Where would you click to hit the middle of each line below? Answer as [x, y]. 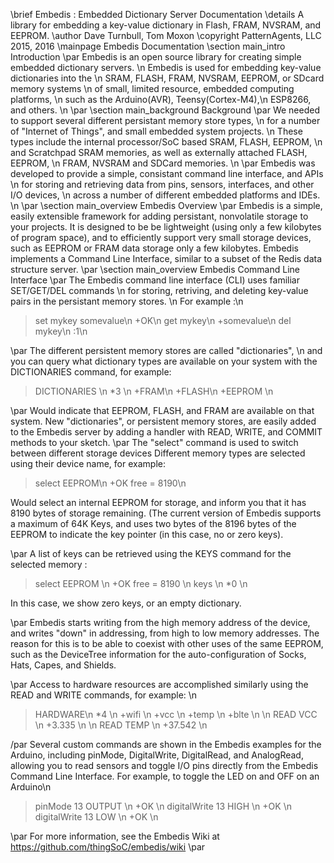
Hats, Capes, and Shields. [63, 665]
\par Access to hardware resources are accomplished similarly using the [159, 684]
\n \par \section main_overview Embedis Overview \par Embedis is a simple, [166, 205]
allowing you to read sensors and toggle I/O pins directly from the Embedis [164, 765]
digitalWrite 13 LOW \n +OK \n [96, 817]
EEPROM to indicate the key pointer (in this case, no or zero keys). [147, 534]
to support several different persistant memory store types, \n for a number [165, 120]
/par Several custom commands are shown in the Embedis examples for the [166, 744]
